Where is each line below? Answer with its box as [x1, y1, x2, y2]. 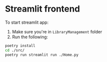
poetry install [5, 43, 36, 48]
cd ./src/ [5, 47, 25, 53]
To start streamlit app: [5, 19, 49, 25]
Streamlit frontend [5, 3, 80, 15]
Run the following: [12, 34, 48, 40]
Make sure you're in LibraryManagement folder [12, 29, 102, 34]
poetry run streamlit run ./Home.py [5, 52, 79, 57]
